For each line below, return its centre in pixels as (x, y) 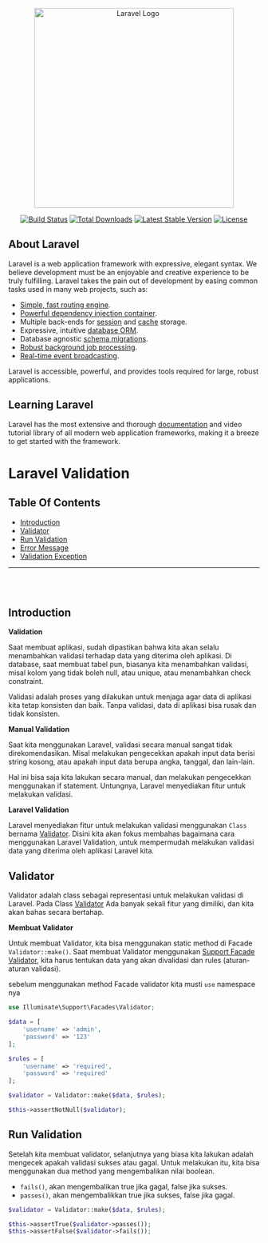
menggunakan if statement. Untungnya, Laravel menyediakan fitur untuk (127, 786)
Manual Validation (39, 729)
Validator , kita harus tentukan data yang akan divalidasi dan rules (115, 961)
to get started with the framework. (65, 441)
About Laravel (44, 244)
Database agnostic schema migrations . (84, 338)
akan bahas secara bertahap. (56, 913)
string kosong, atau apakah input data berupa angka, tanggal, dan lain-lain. (132, 762)
